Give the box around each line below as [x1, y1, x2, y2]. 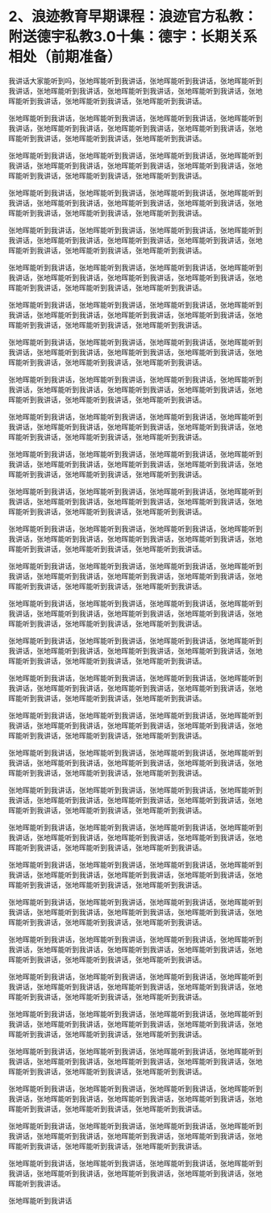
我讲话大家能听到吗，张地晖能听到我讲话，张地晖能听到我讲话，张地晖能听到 [8, 76, 263, 86]
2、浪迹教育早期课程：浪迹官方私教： [8, 7, 258, 26]
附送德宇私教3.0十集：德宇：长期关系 [8, 27, 257, 46]
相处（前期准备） [8, 48, 123, 66]
